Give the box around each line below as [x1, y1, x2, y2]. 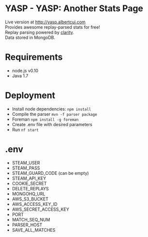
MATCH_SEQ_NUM [12, 217, 50, 222]
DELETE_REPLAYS [12, 185, 49, 191]
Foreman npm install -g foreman [12, 116, 79, 122]
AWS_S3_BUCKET [12, 196, 48, 202]
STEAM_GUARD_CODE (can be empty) [12, 170, 89, 176]
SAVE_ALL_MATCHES [12, 227, 56, 233]
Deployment [5, 90, 56, 101]
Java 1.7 [12, 73, 29, 78]
